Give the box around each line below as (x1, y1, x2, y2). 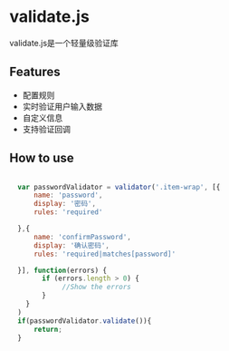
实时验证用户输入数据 (22, 101, 102, 112)
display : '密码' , (33, 200, 97, 209)
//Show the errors (62, 283, 131, 292)
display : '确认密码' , (33, 240, 110, 250)
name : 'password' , (33, 190, 103, 200)
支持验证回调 (22, 123, 71, 134)
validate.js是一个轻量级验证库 (9, 37, 119, 48)
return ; (33, 325, 63, 334)
